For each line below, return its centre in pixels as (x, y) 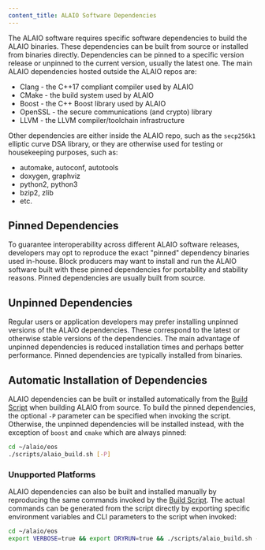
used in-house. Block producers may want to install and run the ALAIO (123, 262)
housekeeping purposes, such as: (63, 152)
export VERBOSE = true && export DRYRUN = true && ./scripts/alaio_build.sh (130, 538)
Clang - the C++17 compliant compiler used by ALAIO (106, 87)
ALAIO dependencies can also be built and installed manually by (112, 492)
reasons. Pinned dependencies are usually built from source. (107, 278)
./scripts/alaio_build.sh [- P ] (60, 454)
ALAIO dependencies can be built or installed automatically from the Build (128, 399)
